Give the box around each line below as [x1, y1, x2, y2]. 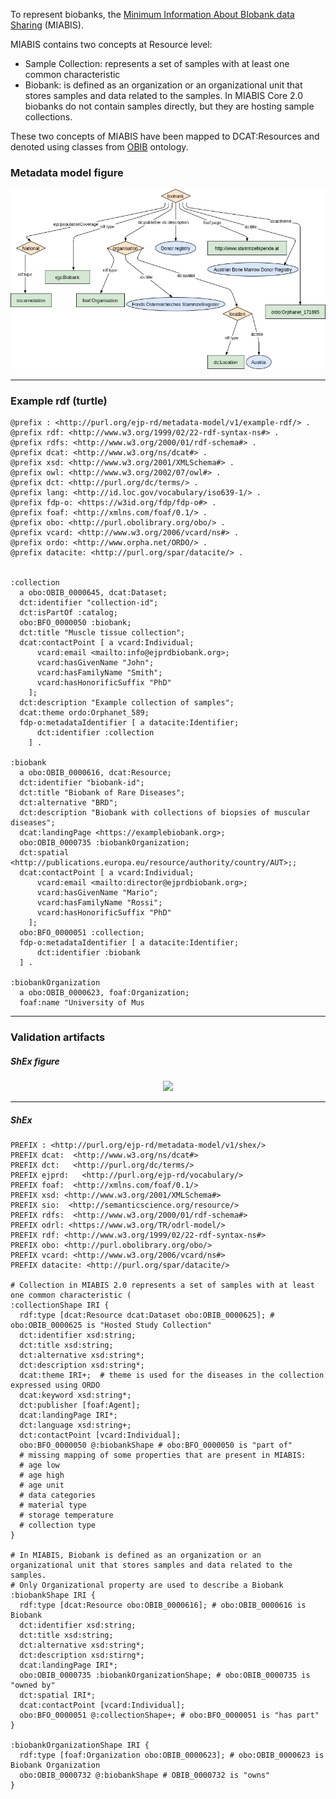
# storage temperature [19, 1510, 114, 1521]
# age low [19, 1460, 60, 1471]
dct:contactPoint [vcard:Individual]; [19, 1430, 182, 1441]
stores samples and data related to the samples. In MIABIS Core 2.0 [24, 90, 304, 101]
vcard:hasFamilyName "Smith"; [36, 668, 163, 678]
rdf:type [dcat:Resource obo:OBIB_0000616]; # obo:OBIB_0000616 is [19, 1600, 307, 1611]
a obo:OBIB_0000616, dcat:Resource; [19, 768, 172, 778]
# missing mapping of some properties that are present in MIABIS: [19, 1450, 307, 1461]
